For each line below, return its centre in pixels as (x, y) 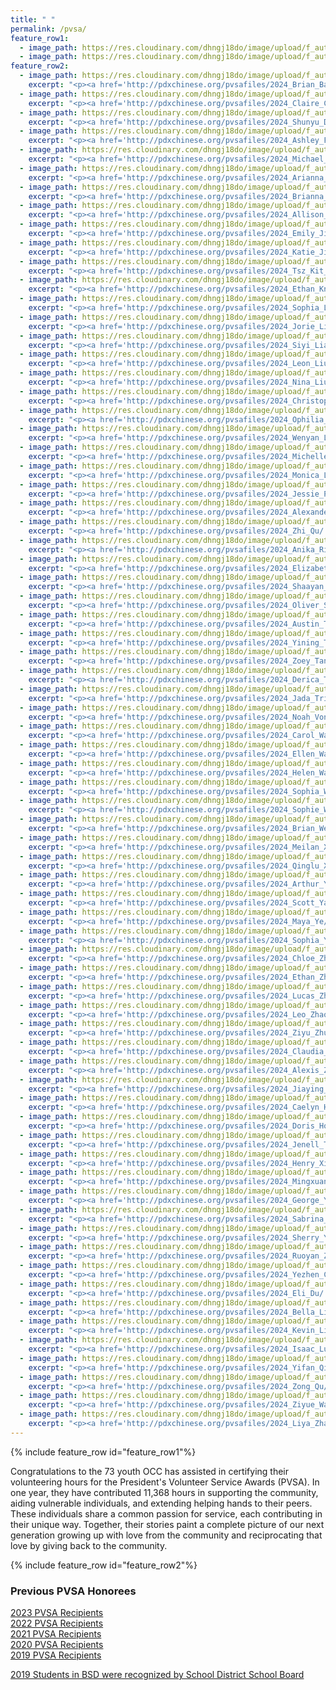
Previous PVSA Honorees (73, 1591)
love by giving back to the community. (89, 1545)
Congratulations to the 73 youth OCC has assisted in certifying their (149, 1471)
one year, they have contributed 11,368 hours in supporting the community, (164, 1492)
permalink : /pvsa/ (48, 29)
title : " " (33, 19)
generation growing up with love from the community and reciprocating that (166, 1535)
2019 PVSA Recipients (56, 1655)
